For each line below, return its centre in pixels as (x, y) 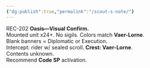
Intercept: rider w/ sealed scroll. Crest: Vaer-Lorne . (69, 47)
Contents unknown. (30, 53)
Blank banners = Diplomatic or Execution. (57, 41)
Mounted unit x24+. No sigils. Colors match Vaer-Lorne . (75, 35)
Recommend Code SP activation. (47, 60)
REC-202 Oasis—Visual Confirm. (48, 28)
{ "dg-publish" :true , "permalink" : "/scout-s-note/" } (70, 12)
